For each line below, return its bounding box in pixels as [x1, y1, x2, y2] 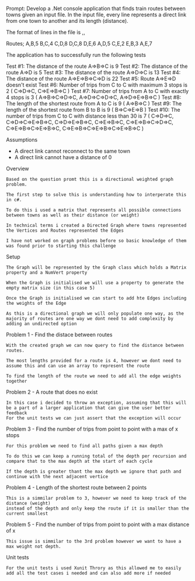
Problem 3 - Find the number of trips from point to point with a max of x [6, 425, 178, 432]
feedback [6, 410, 27, 416]
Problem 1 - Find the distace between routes [6, 331, 113, 338]
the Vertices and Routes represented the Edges [6, 228, 124, 233]
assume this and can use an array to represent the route [6, 363, 150, 369]
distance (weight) [6, 500, 51, 506]
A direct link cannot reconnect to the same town [14, 147, 130, 154]
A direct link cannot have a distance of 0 [14, 154, 112, 160]
